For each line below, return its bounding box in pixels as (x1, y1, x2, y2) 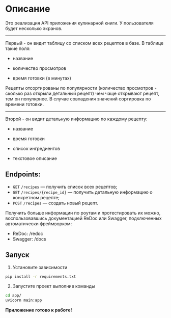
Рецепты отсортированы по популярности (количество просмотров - (5, 85, 157, 91)
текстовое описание (12, 155, 58, 161)
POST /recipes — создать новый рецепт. (12, 200, 98, 206)
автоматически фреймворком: (5, 220, 72, 227)
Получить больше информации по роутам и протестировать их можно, (5, 209, 161, 216)
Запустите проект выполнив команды (12, 283, 95, 289)
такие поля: (5, 45, 31, 51)
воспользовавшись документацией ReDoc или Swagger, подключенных (5, 215, 162, 221)
